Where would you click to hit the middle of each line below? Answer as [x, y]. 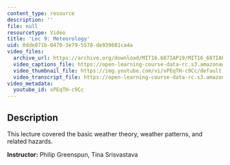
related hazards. [30, 141]
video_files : [26, 52]
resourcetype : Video [37, 33]
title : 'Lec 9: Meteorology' [49, 39]
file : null [23, 26]
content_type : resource [41, 13]
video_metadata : [30, 84]
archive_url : [32, 58]
